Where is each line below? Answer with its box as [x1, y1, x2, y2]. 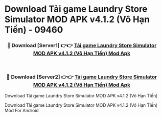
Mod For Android [4, 107, 39, 113]
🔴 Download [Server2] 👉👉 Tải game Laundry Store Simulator [6, 73, 157, 80]
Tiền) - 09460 [4, 24, 63, 35]
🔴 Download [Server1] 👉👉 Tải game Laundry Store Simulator [6, 42, 157, 49]
